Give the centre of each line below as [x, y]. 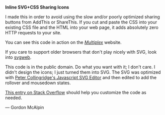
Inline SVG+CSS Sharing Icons [37, 7]
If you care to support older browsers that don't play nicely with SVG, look [81, 52]
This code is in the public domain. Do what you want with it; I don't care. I [80, 67]
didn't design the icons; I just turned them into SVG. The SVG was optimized [83, 72]
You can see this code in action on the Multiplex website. [63, 42]
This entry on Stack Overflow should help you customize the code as [76, 92]
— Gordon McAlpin [25, 107]
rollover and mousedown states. [38, 83]
